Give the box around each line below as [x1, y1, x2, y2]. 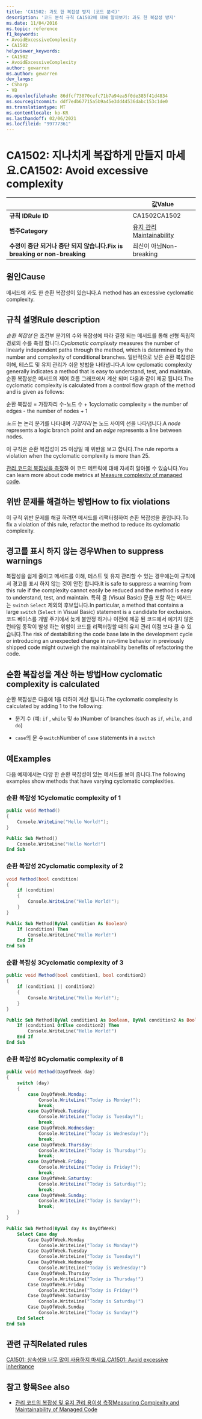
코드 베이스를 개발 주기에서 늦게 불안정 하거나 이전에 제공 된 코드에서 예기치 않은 [6, 616, 194, 623]
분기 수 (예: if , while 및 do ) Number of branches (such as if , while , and [14, 715, 192, 722]
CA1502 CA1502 [132, 212, 182, 220]
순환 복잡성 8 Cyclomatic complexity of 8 [6, 1055, 124, 1063]
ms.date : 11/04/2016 [6, 20, 58, 26]
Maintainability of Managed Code [14, 1406, 98, 1413]
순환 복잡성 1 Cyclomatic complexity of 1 [6, 794, 121, 802]
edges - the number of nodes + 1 [6, 407, 88, 414]
